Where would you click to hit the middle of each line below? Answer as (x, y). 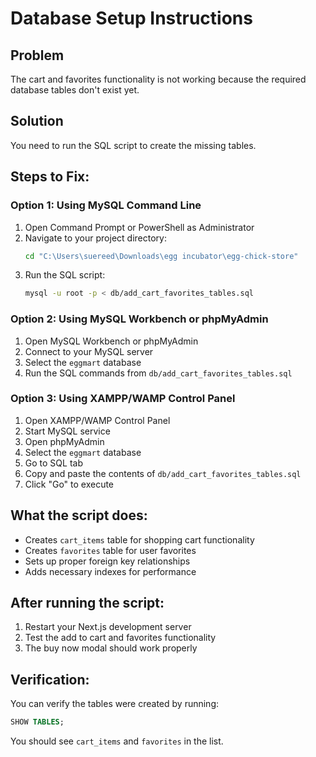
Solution (37, 121)
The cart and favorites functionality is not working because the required (158, 79)
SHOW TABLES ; (37, 722)
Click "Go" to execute (69, 484)
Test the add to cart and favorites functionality (120, 638)
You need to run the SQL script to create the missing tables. (133, 145)
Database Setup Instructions (131, 18)
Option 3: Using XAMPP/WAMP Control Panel (123, 399)
